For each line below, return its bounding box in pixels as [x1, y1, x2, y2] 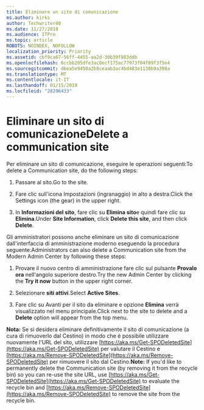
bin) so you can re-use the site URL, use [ [6, 370, 111, 378]
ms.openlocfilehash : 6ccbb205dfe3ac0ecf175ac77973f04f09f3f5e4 [6, 60, 171, 66]
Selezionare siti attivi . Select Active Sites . [15, 289, 120, 296]
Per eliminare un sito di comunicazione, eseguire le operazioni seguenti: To [6, 160, 193, 167]
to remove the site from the [111, 390, 180, 397]
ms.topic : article [6, 37, 53, 43]
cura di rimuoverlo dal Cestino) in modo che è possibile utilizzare [6, 332, 169, 339]
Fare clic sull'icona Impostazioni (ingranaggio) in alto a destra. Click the [15, 190, 193, 198]
